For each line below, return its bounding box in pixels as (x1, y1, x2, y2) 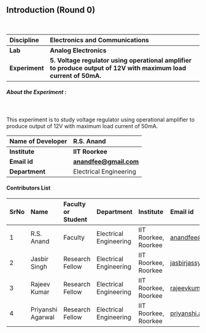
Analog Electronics (50, 46, 107, 55)
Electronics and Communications (50, 36, 149, 44)
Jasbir (30, 255, 49, 263)
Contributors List (6, 184, 51, 192)
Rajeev (30, 280, 50, 288)
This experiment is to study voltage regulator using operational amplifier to (6, 116, 195, 123)
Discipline (9, 36, 39, 44)
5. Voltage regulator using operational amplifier (50, 56, 192, 64)
